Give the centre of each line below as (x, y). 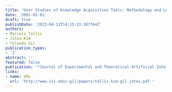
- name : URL (18, 77)
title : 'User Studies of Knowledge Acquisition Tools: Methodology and (83, 10)
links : (12, 72)
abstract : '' (19, 57)
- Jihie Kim (18, 39)
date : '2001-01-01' (26, 15)
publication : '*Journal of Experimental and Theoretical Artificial (80, 67)
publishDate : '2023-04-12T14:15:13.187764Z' (53, 24)
